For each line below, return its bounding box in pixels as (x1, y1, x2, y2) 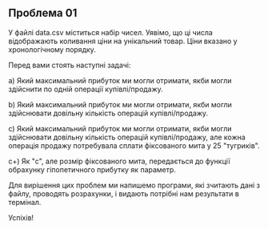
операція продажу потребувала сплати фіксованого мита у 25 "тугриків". (8, 140, 260, 151)
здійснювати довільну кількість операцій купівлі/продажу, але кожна (8, 132, 246, 142)
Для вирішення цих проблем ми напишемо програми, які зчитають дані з (8, 180, 260, 190)
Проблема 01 (8, 6, 78, 20)
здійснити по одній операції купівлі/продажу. (8, 84, 164, 94)
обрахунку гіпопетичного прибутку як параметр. (8, 164, 176, 175)
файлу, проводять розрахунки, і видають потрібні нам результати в (8, 188, 240, 199)
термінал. (8, 197, 42, 207)
